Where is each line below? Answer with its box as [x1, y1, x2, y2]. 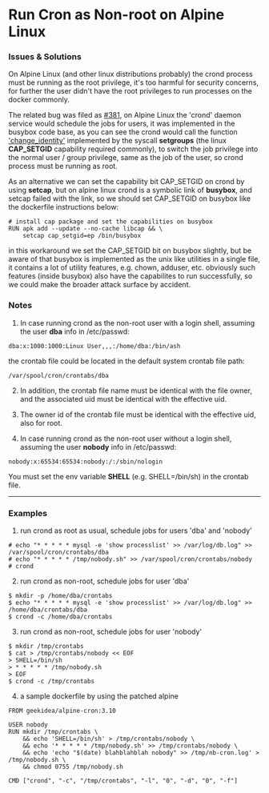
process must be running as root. [8, 162, 118, 171]
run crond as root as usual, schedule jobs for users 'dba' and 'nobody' [19, 526, 252, 535]
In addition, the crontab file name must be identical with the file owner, [19, 386, 252, 395]
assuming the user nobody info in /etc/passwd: [19, 442, 177, 451]
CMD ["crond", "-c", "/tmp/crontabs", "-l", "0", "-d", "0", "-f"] [8, 777, 239, 785]
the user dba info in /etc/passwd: [19, 326, 130, 336]
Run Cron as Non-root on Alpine [8, 6, 225, 24]
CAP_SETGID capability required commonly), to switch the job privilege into [8, 144, 259, 154]
